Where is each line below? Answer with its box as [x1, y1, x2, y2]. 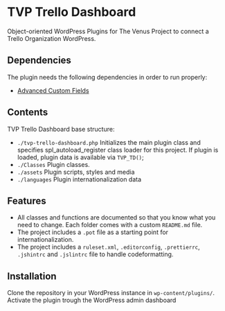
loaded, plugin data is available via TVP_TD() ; [17, 153, 144, 161]
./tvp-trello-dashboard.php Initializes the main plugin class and [17, 138, 201, 146]
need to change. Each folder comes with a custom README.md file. [17, 221, 203, 229]
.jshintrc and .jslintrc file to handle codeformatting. [17, 250, 174, 258]
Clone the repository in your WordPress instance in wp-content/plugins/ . [7, 289, 215, 297]
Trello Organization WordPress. [7, 34, 96, 42]
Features [7, 195, 46, 206]
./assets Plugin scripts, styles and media [17, 168, 135, 176]
